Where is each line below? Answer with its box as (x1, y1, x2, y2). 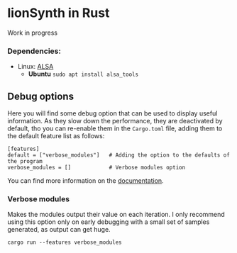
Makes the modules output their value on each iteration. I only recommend (7, 210, 225, 219)
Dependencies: (7, 46, 62, 56)
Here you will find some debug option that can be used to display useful (7, 109, 218, 118)
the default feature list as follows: (7, 132, 105, 140)
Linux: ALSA (17, 62, 54, 71)
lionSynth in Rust (7, 5, 110, 21)
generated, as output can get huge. (7, 225, 111, 234)
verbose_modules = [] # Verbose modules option (7, 164, 186, 172)
